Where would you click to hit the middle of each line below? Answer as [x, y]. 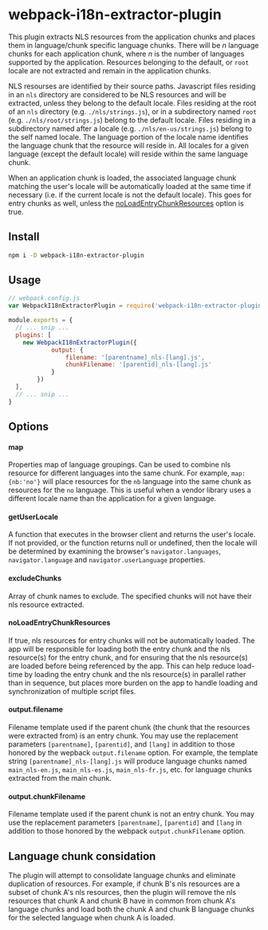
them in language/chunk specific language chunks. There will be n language [134, 45]
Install [24, 237]
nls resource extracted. [47, 605]
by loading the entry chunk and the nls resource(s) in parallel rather [135, 674]
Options [29, 427]
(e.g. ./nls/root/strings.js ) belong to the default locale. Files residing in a [132, 120]
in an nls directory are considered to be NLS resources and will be [117, 94]
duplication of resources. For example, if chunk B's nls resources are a [124, 884]
